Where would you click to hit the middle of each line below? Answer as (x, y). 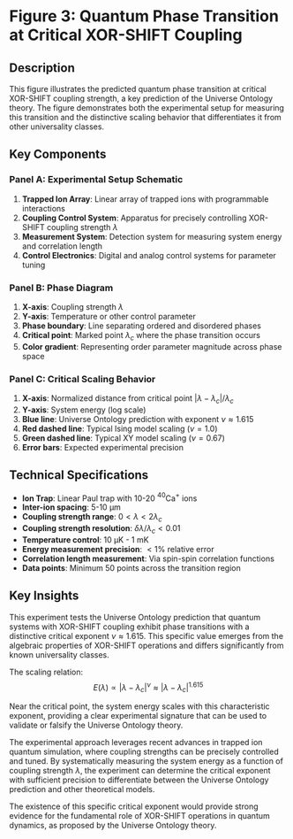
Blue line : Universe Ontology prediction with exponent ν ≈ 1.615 (138, 419)
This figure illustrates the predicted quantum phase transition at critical (138, 89)
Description (42, 68)
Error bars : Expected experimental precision (102, 447)
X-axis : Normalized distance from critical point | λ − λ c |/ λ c (128, 399)
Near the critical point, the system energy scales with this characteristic (140, 706)
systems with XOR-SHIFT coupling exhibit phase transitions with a (129, 627)
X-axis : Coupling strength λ (72, 306)
